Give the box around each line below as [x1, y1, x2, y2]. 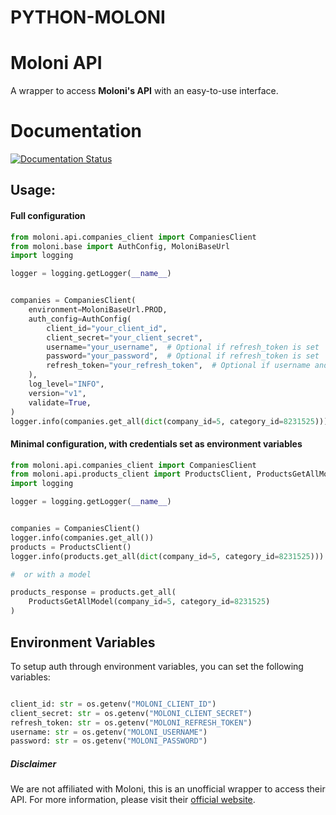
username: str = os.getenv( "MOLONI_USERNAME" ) [10, 727, 208, 737]
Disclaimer [10, 757, 57, 770]
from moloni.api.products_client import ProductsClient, [10, 469, 253, 480]
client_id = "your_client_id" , [46, 323, 168, 333]
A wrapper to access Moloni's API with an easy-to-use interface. [10, 85, 279, 97]
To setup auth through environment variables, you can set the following [10, 660, 304, 672]
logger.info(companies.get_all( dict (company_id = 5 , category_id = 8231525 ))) [10, 416, 329, 426]
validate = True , [28, 397, 92, 408]
